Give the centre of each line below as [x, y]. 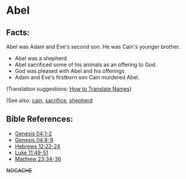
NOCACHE [19, 170]
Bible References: [40, 119]
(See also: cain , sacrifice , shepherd [50, 100]
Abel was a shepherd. [41, 58]
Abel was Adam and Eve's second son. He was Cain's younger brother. [93, 47]
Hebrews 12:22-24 [37, 146]
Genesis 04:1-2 [33, 133]
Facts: [18, 33]
